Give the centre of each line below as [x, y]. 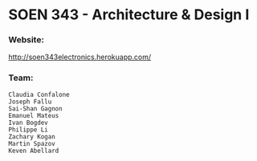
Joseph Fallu [30, 102]
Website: [26, 40]
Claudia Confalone [39, 95]
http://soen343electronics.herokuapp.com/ [80, 57]
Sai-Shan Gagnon [35, 109]
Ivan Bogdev [28, 123]
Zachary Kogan [32, 137]
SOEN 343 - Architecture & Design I [129, 15]
